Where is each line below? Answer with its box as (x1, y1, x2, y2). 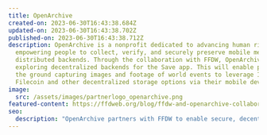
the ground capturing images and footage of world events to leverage (15, 71, 254, 79)
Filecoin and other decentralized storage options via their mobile (15, 78, 247, 86)
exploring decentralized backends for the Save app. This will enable (15, 64, 254, 71)
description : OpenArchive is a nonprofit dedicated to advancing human (8, 41, 250, 49)
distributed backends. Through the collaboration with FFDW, (15, 56, 222, 64)
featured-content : (8, 100, 69, 108)
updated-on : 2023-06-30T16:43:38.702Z (8, 26, 137, 34)
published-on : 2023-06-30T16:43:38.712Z (8, 33, 145, 42)
